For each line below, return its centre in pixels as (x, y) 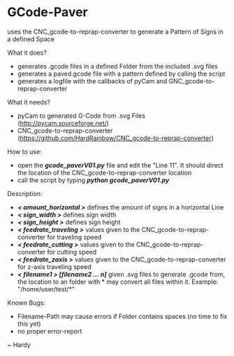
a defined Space (31, 39)
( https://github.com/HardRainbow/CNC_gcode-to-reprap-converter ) (116, 138)
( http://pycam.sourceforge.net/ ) (63, 123)
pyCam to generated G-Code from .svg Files (81, 116)
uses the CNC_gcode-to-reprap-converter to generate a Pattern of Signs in (115, 32)
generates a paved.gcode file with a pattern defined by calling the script (121, 74)
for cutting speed (72, 252)
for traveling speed (74, 237)
